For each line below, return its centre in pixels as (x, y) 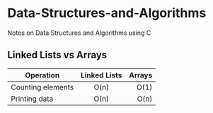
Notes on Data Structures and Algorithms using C (79, 33)
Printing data (32, 99)
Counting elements (42, 87)
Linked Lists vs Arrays (57, 55)
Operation (42, 75)
